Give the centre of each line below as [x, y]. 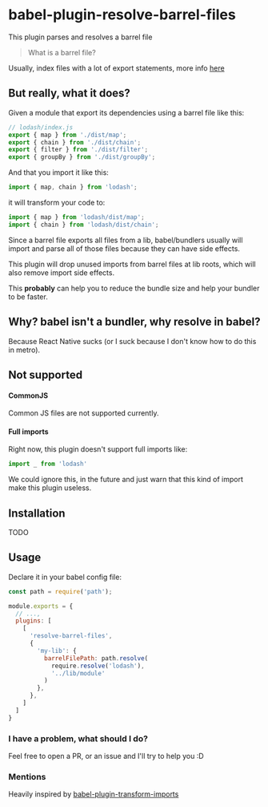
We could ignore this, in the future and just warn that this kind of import [126, 480]
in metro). [24, 350]
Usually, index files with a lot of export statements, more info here [117, 68]
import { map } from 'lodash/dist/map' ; [77, 217]
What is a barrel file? [62, 52]
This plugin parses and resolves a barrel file [80, 37]
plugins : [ [34, 621]
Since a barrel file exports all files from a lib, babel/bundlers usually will [126, 240]
